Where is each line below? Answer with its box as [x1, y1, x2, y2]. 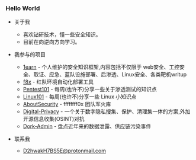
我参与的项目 [14, 51, 46, 58]
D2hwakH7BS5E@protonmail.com [23, 147, 106, 155]
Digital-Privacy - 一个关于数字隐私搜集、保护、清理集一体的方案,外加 [23, 108, 191, 115]
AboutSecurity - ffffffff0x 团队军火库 [23, 101, 111, 108]
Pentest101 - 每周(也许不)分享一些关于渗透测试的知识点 [23, 86, 158, 93]
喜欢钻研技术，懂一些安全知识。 [23, 31, 101, 38]
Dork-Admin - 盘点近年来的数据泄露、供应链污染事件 [23, 123, 152, 130]
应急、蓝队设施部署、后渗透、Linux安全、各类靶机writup [49, 71, 187, 78]
